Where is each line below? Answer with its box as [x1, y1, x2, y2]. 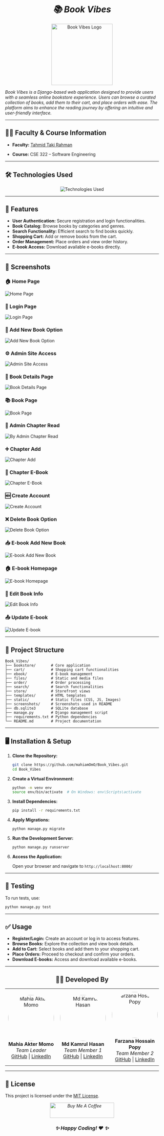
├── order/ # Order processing [5, 680, 91, 685]
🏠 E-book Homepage [5, 565, 58, 572]
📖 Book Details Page [5, 373, 54, 380]
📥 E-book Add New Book [5, 539, 66, 546]
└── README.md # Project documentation [5, 719, 102, 724]
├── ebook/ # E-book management [5, 671, 93, 677]
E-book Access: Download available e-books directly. [12, 244, 121, 250]
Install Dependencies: [12, 799, 58, 804]
